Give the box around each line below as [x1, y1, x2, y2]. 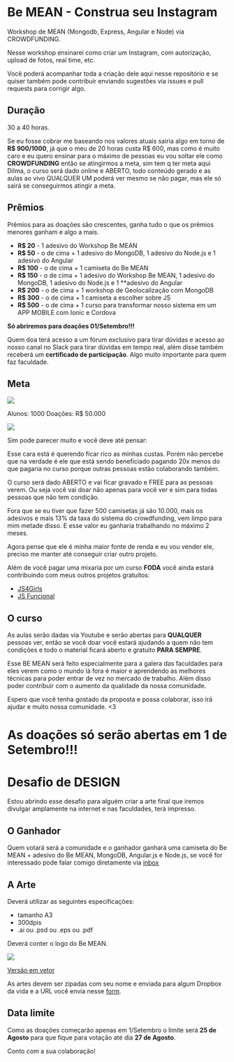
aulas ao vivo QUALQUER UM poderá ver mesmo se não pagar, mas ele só [7, 174, 221, 182]
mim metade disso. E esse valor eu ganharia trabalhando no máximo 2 [7, 522, 210, 530]
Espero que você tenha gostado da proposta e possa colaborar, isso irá [7, 695, 213, 704]
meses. [7, 529, 29, 538]
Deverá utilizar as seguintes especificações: [7, 897, 135, 905]
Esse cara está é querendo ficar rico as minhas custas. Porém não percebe [7, 449, 224, 459]
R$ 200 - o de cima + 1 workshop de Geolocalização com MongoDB [17, 286, 214, 294]
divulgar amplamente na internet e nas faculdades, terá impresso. [7, 804, 197, 813]
